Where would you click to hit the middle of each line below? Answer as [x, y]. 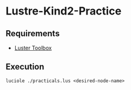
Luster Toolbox [33, 48]
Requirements [33, 34]
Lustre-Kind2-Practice [64, 11]
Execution [25, 67]
